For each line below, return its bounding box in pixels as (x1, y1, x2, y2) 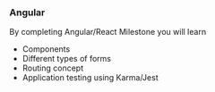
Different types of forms (21, 54, 112, 64)
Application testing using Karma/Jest (21, 72, 159, 83)
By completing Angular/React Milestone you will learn (9, 27, 207, 38)
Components (21, 44, 71, 54)
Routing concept (21, 63, 84, 73)
